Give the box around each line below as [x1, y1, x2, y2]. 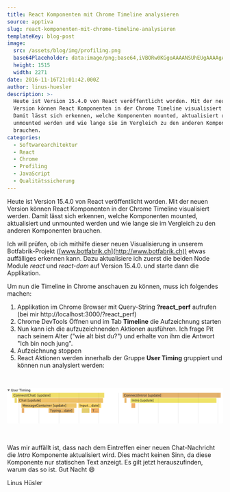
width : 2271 [13, 69, 48, 75]
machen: [7, 289, 32, 298]
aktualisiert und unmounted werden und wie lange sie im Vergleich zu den [7, 219, 216, 227]
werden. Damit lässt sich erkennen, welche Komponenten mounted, [7, 211, 198, 220]
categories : [7, 134, 41, 141]
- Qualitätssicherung [13, 178, 75, 185]
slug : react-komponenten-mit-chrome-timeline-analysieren [7, 25, 176, 32]
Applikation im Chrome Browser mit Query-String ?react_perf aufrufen [16, 303, 217, 311]
